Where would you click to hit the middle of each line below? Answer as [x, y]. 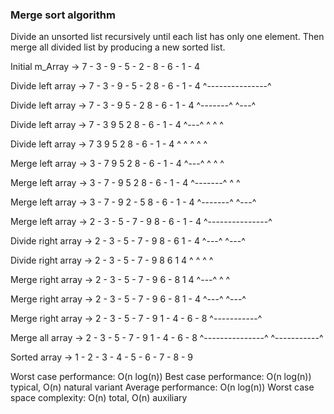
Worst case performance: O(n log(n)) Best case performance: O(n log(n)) [161, 377]
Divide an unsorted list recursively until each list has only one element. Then [167, 37]
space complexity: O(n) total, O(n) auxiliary [99, 398]
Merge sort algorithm [63, 15]
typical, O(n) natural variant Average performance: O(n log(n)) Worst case [162, 387]
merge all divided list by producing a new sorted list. [118, 47]
